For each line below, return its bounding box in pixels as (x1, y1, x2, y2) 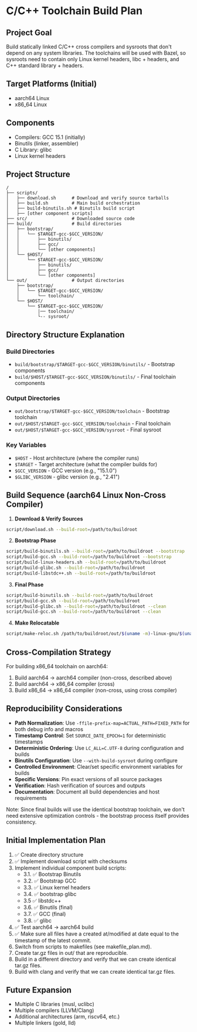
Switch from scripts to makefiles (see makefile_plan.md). (14, 943, 152, 950)
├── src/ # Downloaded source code (6, 216, 135, 222)
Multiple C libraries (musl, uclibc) (14, 1001, 95, 1008)
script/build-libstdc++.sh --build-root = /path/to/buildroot (6, 570, 157, 576)
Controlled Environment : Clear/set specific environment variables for (14, 763, 183, 770)
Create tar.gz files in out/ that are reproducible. (14, 949, 128, 956)
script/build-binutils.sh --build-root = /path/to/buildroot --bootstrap (6, 549, 185, 555)
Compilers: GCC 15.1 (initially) (14, 134, 86, 141)
